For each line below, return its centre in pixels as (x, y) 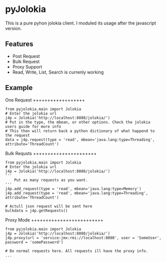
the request (17, 135)
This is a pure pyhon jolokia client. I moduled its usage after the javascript (81, 23)
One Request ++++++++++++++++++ (45, 100)
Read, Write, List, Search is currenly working (58, 72)
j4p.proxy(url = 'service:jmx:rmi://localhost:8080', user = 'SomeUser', (83, 238)
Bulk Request (26, 61)
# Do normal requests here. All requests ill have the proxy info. (77, 251)
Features (19, 44)
